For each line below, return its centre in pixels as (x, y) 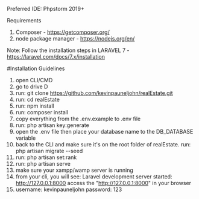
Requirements (24, 20)
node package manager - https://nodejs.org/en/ (75, 38)
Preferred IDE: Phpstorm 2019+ (46, 9)
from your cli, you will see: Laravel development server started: (94, 177)
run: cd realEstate (37, 99)
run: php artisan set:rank (46, 157)
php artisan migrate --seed (49, 151)
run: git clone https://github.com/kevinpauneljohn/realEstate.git (94, 93)
